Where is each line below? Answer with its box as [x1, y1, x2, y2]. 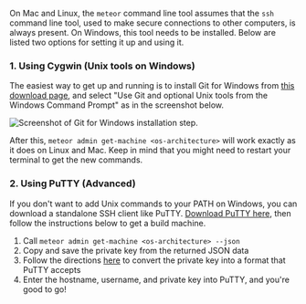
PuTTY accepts [22, 264, 81, 275]
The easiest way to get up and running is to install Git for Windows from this [9, 80, 295, 91]
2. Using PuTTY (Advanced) [9, 177, 136, 190]
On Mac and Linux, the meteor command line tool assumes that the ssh [9, 8, 274, 18]
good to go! [22, 283, 67, 295]
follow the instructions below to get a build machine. [9, 217, 206, 228]
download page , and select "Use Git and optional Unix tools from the [9, 90, 268, 101]
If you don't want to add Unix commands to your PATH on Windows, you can [9, 198, 298, 209]
